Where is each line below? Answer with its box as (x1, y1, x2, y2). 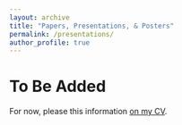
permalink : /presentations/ (9, 29, 115, 38)
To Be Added (9, 77, 107, 96)
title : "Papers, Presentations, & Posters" (9, 21, 175, 30)
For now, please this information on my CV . (9, 106, 168, 117)
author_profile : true (9, 37, 91, 47)
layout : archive (9, 12, 70, 22)
